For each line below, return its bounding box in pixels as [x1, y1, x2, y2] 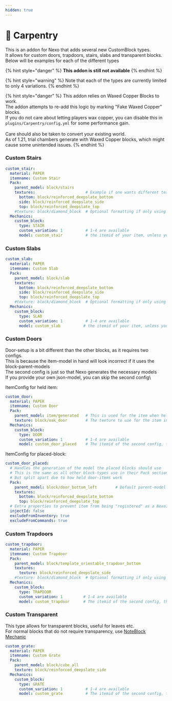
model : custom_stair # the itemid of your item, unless [18, 233, 161, 238]
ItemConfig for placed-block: [5, 451, 67, 457]
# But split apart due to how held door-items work [10, 475, 123, 480]
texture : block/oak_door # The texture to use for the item [14, 418, 161, 423]
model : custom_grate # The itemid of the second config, [18, 691, 164, 696]
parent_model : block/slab [14, 275, 70, 281]
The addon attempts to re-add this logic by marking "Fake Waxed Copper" [5, 104, 162, 110]
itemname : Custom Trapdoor [10, 551, 68, 556]
